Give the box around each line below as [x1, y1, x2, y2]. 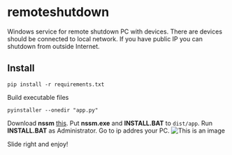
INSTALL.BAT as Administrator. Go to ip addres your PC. [7, 126, 170, 135]
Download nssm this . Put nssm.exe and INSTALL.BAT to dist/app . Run [7, 119, 213, 127]
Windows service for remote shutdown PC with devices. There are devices [7, 27, 222, 36]
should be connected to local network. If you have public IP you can [7, 34, 203, 43]
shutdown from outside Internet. [7, 42, 100, 50]
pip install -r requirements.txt [7, 81, 105, 88]
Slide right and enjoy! [7, 140, 68, 148]
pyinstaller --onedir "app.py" [7, 106, 99, 114]
